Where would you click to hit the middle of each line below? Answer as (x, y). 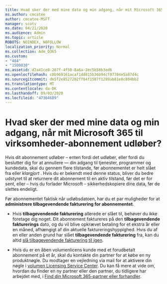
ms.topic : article (24, 38)
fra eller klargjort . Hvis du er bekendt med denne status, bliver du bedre (79, 173)
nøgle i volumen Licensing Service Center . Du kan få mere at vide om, (84, 266)
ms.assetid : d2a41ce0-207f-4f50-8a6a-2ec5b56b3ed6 (59, 70)
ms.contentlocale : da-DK (31, 88)
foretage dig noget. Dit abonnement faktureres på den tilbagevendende (86, 219)
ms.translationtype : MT (30, 84)
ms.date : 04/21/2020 (27, 28)
